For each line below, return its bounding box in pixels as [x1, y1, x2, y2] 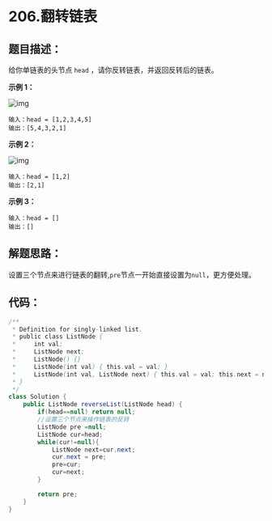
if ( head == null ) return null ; [37, 408, 136, 417]
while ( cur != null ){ [37, 438, 100, 446]
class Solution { [8, 393, 67, 401]
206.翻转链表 [8, 7, 98, 26]
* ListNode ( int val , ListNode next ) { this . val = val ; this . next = [11, 370, 259, 379]
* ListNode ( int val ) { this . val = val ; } [11, 362, 168, 371]
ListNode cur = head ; [37, 430, 104, 438]
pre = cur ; [51, 460, 82, 469]
